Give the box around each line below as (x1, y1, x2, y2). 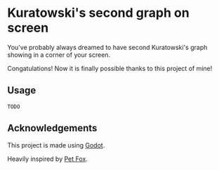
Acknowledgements (7, 122, 98, 134)
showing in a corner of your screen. (7, 51, 111, 59)
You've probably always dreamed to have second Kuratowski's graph (7, 43, 208, 51)
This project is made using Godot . (7, 140, 105, 149)
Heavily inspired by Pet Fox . (7, 155, 88, 163)
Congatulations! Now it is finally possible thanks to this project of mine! (7, 64, 213, 72)
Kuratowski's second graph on (7, 5, 190, 21)
